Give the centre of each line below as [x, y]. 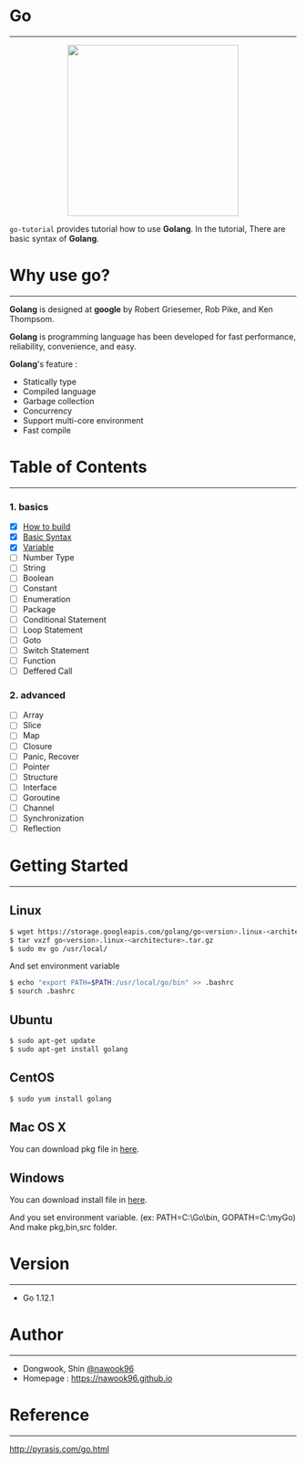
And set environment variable [65, 966]
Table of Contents [78, 467]
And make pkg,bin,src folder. [63, 1228]
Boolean [38, 578]
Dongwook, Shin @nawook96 [78, 1368]
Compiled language [59, 391]
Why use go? [60, 276]
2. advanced [38, 695]
